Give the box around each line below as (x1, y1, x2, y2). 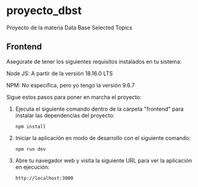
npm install (15, 123, 46, 130)
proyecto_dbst (6, 4, 82, 18)
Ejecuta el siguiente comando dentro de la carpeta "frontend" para (15, 105, 184, 112)
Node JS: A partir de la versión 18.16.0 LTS (6, 70, 113, 77)
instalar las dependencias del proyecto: (15, 111, 115, 119)
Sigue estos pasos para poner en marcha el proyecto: (6, 93, 142, 101)
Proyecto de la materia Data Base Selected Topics (6, 24, 133, 31)
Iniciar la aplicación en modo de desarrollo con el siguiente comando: (15, 134, 191, 141)
